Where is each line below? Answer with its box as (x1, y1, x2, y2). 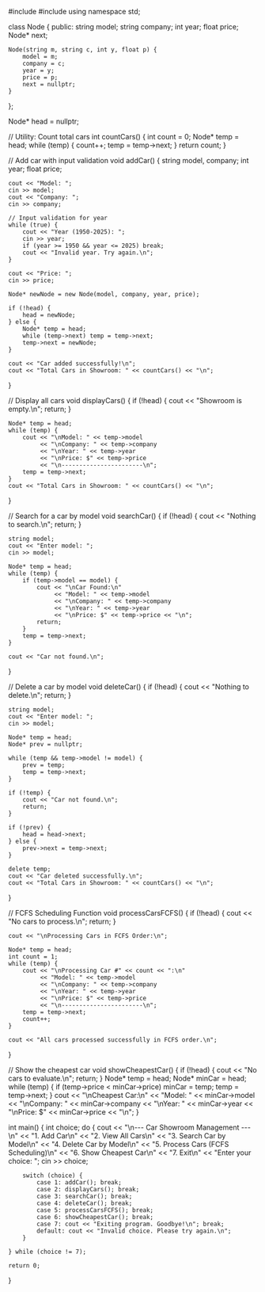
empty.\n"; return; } (8, 404, 72, 414)
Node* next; (8, 31, 48, 40)
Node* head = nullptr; (8, 116, 79, 126)
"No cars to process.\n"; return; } (8, 917, 116, 926)
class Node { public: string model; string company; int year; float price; (8, 22, 239, 31)
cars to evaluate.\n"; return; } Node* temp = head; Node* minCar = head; (8, 1073, 247, 1083)
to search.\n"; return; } (8, 520, 81, 529)
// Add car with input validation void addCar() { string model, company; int (8, 156, 249, 165)
